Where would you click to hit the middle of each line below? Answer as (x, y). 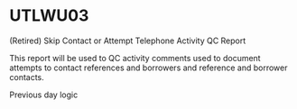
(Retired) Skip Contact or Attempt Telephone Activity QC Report (128, 41)
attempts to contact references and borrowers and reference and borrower (148, 68)
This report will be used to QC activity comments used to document (135, 58)
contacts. (27, 77)
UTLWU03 (49, 16)
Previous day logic (44, 95)
